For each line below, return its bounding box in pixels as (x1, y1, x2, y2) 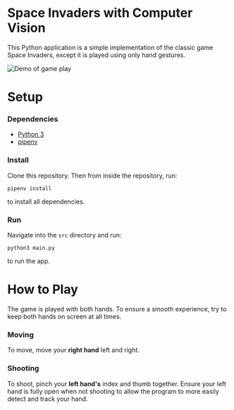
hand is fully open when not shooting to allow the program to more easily (7, 387, 220, 395)
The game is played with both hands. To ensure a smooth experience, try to (7, 304, 227, 313)
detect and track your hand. (7, 395, 88, 403)
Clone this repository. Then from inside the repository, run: (7, 171, 178, 180)
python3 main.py (7, 244, 55, 251)
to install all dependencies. (7, 197, 85, 206)
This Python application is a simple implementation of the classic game (7, 43, 214, 51)
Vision (7, 20, 46, 36)
